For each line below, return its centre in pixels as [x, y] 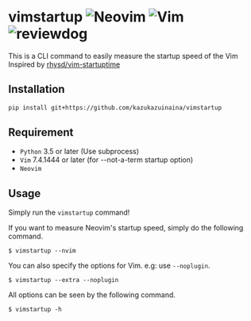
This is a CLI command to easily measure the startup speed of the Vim [123, 56]
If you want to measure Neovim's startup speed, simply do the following [126, 228]
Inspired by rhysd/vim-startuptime [64, 64]
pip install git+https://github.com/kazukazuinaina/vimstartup [115, 107]
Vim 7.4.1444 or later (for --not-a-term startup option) [106, 160]
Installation [37, 89]
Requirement [41, 132]
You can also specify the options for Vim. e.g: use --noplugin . [109, 265]
